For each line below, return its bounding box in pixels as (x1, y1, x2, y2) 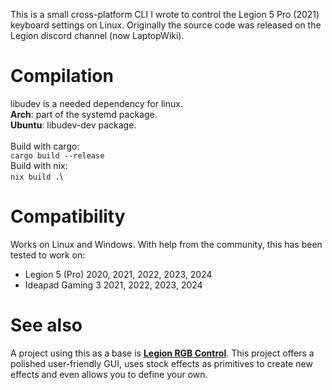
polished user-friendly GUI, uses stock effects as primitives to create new (10, 357, 313, 369)
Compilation (10, 65, 114, 88)
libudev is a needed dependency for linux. (10, 97, 183, 109)
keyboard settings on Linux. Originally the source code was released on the (10, 19, 322, 31)
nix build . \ (10, 170, 63, 182)
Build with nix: (10, 159, 68, 171)
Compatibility (10, 205, 126, 228)
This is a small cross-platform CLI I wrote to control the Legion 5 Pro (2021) (10, 9, 320, 20)
